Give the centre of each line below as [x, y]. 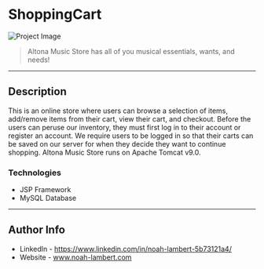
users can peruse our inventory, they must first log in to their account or [125, 127]
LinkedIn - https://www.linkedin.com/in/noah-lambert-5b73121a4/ [125, 249]
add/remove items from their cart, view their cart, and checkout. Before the [130, 118]
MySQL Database [48, 198]
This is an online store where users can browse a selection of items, [118, 111]
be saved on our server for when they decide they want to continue [117, 144]
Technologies [35, 173]
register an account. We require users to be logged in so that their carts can [131, 136]
